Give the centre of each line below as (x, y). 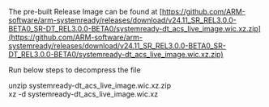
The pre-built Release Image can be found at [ (85, 12)
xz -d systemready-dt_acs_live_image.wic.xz (83, 94)
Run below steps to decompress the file (75, 70)
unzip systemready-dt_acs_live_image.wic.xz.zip (90, 85)
